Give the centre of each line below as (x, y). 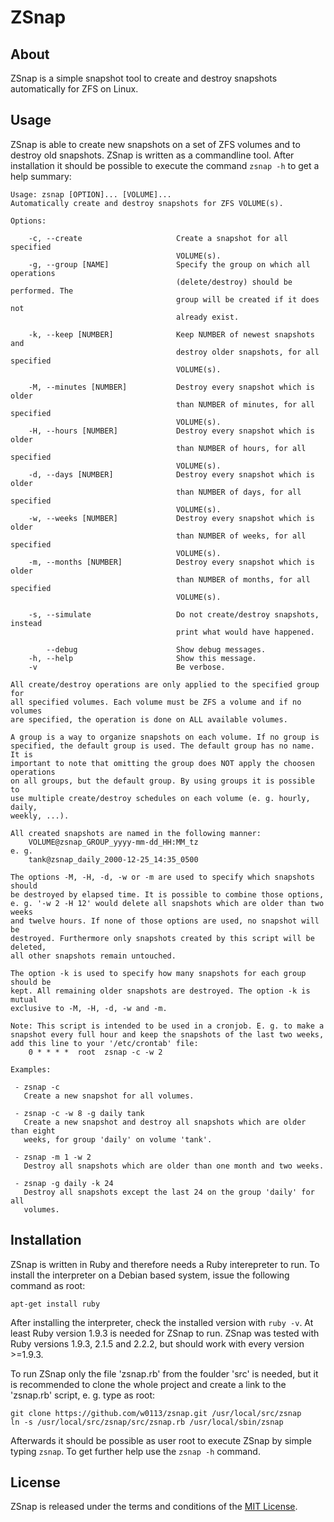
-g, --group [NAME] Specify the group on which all (169, 264)
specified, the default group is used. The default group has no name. (162, 746)
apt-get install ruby (55, 1304)
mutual (24, 999)
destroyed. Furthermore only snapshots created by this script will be (162, 938)
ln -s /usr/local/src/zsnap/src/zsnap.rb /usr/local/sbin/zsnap (147, 1422)
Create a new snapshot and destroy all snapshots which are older (165, 1122)
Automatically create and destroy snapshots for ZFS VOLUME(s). (147, 203)
